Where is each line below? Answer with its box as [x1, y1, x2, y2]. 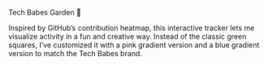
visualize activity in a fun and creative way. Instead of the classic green [8, 32, 247, 41]
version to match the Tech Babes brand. [8, 49, 142, 58]
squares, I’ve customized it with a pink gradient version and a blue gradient [8, 40, 260, 50]
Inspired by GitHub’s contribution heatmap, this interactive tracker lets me [8, 23, 255, 32]
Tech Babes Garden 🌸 [8, 8, 81, 17]
